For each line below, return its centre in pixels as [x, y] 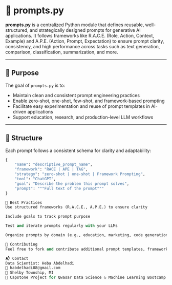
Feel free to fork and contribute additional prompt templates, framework [87, 249]
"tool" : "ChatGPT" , [35, 179]
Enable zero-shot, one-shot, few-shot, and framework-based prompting [89, 101]
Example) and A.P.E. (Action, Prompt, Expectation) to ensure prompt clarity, [85, 41]
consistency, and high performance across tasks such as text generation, [83, 46]
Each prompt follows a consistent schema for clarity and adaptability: [78, 150]
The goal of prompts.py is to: [35, 85]
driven [19, 111]
